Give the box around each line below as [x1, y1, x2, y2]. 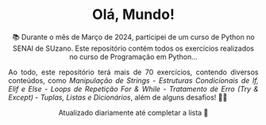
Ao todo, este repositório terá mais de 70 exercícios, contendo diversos [8, 67, 259, 77]
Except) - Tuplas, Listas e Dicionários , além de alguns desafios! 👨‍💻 [8, 93, 228, 102]
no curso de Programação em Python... [68, 51, 199, 61]
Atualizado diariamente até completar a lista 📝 [58, 108, 209, 117]
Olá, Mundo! [92, 6, 175, 24]
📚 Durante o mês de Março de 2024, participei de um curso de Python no [11, 32, 256, 41]
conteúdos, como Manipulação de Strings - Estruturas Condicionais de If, [8, 75, 259, 85]
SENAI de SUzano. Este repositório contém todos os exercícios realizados [13, 44, 254, 53]
